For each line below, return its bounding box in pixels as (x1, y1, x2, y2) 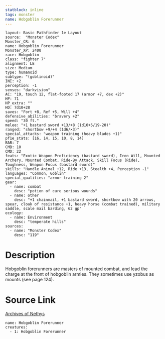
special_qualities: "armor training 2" (5, 175, 89, 181)
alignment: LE (5, 61, 35, 66)
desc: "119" (14, 233, 39, 238)
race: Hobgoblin (5, 52, 39, 58)
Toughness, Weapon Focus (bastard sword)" (5, 162, 95, 167)
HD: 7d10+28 (5, 105, 30, 110)
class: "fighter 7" (5, 57, 46, 62)
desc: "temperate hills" (14, 219, 66, 224)
